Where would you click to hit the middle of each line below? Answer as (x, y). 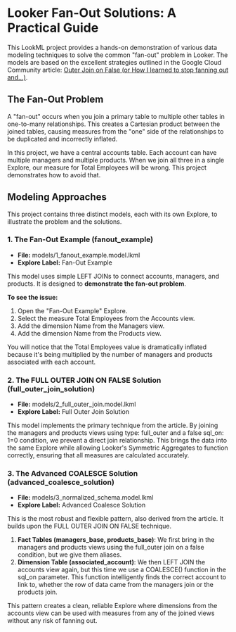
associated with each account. (52, 362)
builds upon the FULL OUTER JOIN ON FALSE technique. (90, 526)
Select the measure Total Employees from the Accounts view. (106, 318)
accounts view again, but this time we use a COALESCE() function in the (122, 570)
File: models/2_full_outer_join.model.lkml (77, 404)
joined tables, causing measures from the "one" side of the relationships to (116, 131)
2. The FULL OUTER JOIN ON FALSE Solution (84, 380)
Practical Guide (53, 28)
